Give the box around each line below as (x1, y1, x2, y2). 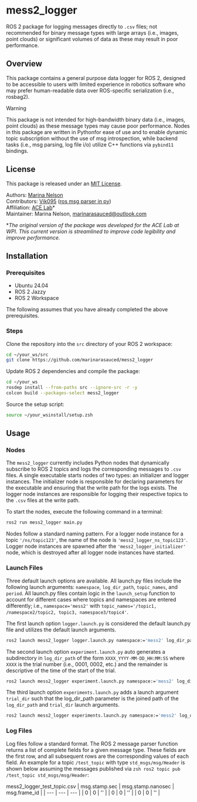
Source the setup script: (6, 401, 64, 408)
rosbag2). (6, 93, 30, 100)
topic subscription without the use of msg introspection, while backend (6, 135, 178, 142)
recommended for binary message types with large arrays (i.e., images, (6, 29, 179, 36)
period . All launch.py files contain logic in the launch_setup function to (6, 590, 175, 597)
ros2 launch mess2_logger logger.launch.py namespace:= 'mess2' (6, 637, 164, 643)
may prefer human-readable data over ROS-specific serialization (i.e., (6, 86, 174, 94)
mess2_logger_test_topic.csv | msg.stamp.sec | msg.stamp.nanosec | (6, 783, 175, 790)
